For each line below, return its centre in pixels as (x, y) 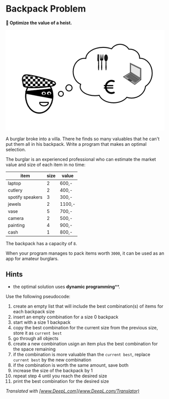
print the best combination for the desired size (61, 381)
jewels (15, 204)
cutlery (15, 190)
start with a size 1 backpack (42, 322)
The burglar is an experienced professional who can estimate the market (81, 159)
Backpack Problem (46, 9)
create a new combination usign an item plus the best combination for (85, 344)
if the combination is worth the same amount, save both (71, 365)
